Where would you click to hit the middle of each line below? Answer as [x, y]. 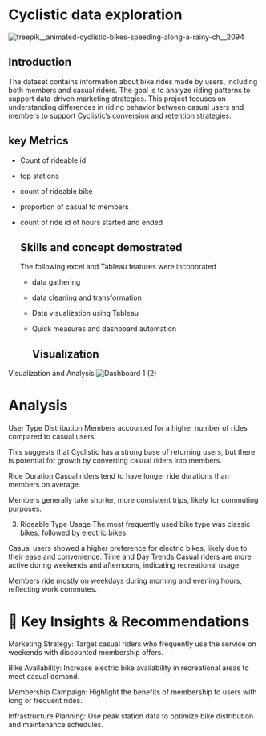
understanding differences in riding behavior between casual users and [126, 107]
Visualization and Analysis [51, 374]
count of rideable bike [56, 191]
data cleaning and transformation [87, 297]
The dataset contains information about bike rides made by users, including [133, 81]
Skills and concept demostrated [101, 247]
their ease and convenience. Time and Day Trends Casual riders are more [130, 557]
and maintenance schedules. [56, 725]
